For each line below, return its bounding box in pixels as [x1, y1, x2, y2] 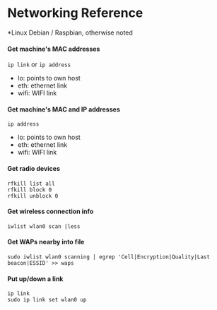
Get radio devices [7, 164, 60, 172]
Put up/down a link [7, 274, 64, 283]
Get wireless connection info [7, 207, 94, 216]
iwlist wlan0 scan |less [7, 222, 81, 230]
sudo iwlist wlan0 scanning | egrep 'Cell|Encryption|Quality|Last [7, 253, 211, 261]
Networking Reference [7, 5, 143, 21]
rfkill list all [7, 180, 55, 187]
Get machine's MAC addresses [7, 44, 100, 53]
